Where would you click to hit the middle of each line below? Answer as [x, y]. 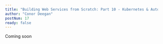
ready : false [18, 23]
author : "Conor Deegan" [29, 14]
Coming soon [18, 36]
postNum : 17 [17, 18]
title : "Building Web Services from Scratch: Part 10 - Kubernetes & [77, 9]
